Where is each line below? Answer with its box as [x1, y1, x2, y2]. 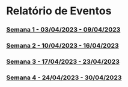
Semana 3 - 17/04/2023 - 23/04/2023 [6, 57, 120, 66]
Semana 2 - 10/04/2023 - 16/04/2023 [6, 42, 119, 50]
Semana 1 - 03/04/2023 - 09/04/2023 [6, 26, 121, 34]
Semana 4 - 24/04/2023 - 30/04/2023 [6, 73, 122, 82]
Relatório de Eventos [6, 4, 112, 18]
